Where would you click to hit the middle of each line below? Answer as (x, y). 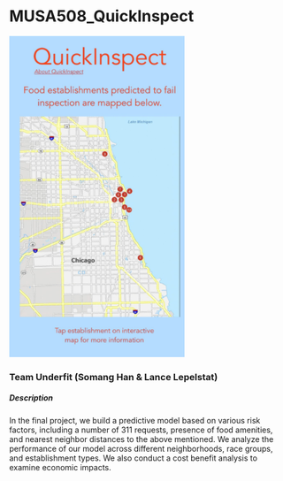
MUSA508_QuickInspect (102, 16)
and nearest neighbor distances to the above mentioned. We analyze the (141, 439)
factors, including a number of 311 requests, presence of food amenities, (141, 430)
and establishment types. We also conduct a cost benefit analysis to (134, 458)
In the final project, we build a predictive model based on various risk (135, 420)
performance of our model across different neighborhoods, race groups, (141, 448)
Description (31, 398)
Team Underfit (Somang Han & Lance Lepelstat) (114, 377)
